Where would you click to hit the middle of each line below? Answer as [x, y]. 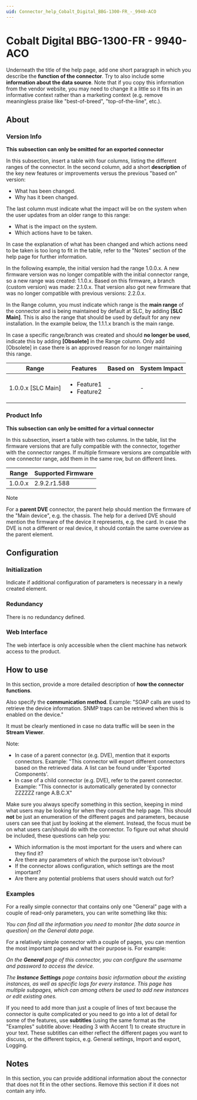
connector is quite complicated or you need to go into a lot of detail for [92, 1014]
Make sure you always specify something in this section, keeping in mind [95, 804]
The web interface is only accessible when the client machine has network [96, 645]
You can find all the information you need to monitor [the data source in [93, 924]
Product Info [24, 415]
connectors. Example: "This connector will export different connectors [100, 761]
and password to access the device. [50, 966]
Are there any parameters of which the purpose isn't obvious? [90, 860]
